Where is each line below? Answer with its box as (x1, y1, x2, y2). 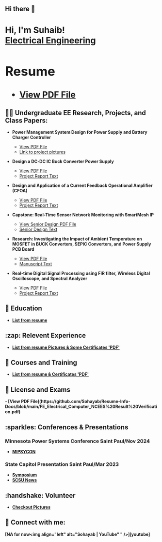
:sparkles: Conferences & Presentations (5, 423, 129, 431)
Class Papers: (5, 116, 48, 124)
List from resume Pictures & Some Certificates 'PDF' (12, 344, 120, 350)
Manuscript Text (19, 261, 52, 267)
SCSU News (12, 477, 37, 483)
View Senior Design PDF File (19, 221, 77, 227)
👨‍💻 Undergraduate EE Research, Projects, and (5, 108, 146, 117)
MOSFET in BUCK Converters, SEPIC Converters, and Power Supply (12, 241, 151, 247)
